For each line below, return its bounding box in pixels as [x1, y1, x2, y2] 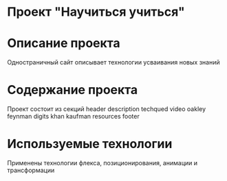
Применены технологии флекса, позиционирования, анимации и [7, 159, 198, 167]
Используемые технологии [7, 136, 173, 152]
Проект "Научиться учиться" [7, 4, 185, 20]
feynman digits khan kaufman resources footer [7, 112, 140, 121]
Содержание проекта [7, 82, 138, 98]
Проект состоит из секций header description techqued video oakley [7, 105, 206, 113]
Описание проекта [7, 36, 120, 51]
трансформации [7, 166, 55, 174]
